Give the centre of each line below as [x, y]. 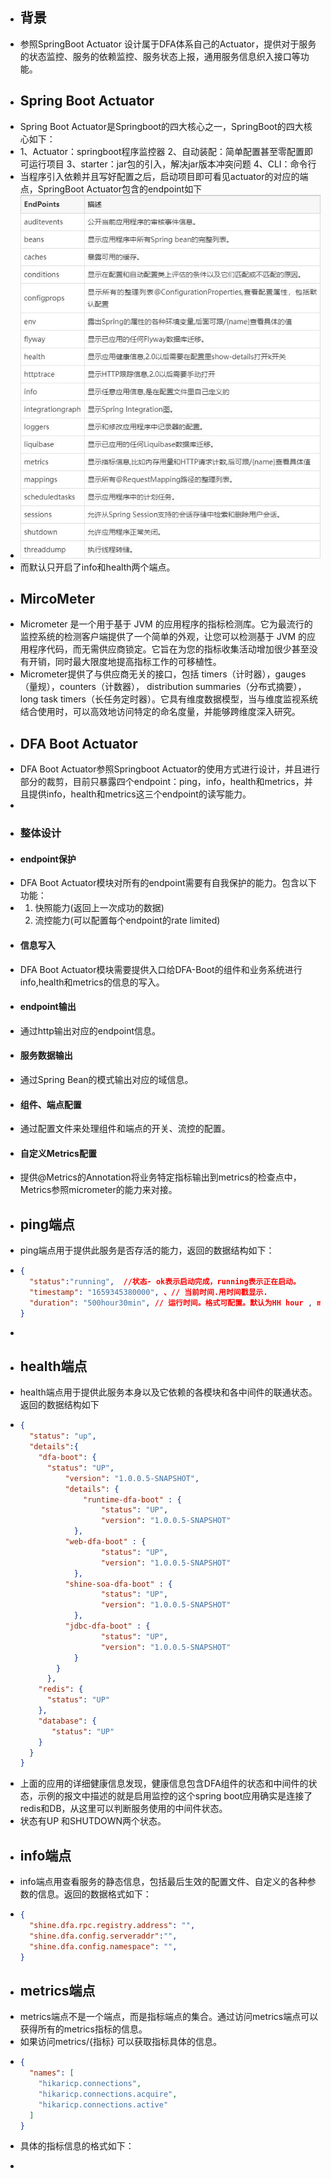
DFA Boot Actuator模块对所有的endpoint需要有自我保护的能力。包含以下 [168, 883]
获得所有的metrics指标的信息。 [83, 2029]
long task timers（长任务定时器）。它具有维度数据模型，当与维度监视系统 [168, 699]
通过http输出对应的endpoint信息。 [90, 1030]
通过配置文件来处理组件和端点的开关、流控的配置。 [125, 1129]
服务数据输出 [46, 1055]
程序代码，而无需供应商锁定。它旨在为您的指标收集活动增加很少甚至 [169, 649]
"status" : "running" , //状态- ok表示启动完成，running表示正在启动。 [165, 1282]
